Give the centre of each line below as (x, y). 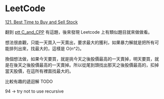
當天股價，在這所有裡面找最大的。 (39, 71)
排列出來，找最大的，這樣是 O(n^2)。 (47, 48)
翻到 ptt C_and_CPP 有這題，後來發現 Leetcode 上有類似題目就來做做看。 (79, 32)
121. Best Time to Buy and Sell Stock (41, 22)
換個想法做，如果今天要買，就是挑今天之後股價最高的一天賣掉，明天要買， (80, 59)
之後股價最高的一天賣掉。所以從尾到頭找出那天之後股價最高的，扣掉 (90, 65)
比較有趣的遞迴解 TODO (29, 81)
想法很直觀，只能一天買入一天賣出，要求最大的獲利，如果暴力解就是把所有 (80, 42)
